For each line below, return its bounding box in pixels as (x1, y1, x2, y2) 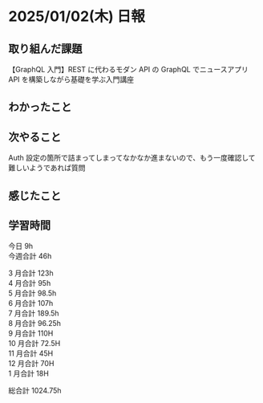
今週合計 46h (8, 251, 52, 261)
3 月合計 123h (8, 268, 54, 278)
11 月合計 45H (8, 348, 54, 358)
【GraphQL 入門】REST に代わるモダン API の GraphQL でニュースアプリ (8, 65, 249, 74)
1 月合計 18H (8, 368, 50, 378)
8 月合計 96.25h (8, 319, 62, 328)
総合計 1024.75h (8, 386, 62, 396)
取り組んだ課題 (8, 42, 83, 55)
